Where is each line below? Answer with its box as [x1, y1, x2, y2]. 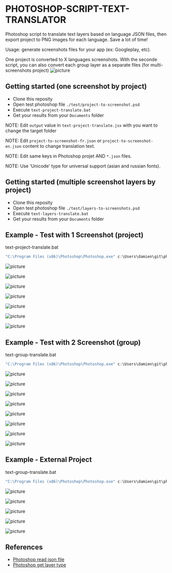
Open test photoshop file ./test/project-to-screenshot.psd [12, 101, 140, 107]
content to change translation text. [23, 143, 96, 149]
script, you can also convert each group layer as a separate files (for [5, 62, 149, 68]
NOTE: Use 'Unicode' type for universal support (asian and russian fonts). [5, 163, 161, 169]
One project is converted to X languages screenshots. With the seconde [5, 56, 158, 62]
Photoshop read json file [12, 557, 65, 563]
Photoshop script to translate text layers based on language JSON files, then [5, 31, 167, 37]
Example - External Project [5, 455, 92, 464]
